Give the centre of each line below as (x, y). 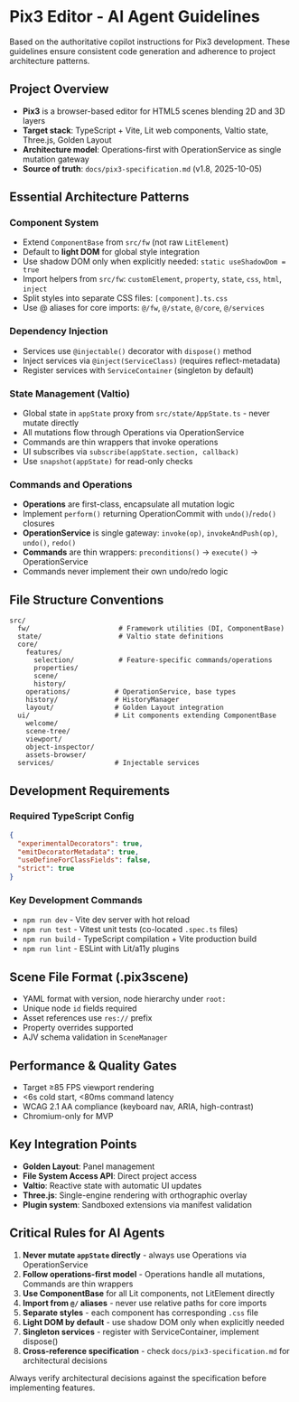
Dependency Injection (59, 332)
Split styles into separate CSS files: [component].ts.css (125, 298)
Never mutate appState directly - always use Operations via (134, 1255)
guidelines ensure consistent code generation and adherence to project (142, 51)
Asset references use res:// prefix (87, 1018)
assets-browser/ (56, 755)
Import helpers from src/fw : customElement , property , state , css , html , (152, 279)
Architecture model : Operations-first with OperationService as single (152, 149)
